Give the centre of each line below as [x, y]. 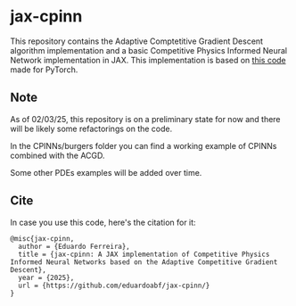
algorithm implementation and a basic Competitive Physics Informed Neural [149, 50]
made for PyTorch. [44, 70]
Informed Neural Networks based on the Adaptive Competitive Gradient [144, 262]
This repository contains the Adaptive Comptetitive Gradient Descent [137, 41]
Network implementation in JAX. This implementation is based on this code [148, 60]
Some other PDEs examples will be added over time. [106, 172]
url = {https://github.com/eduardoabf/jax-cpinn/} [114, 285]
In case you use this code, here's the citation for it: [103, 222]
